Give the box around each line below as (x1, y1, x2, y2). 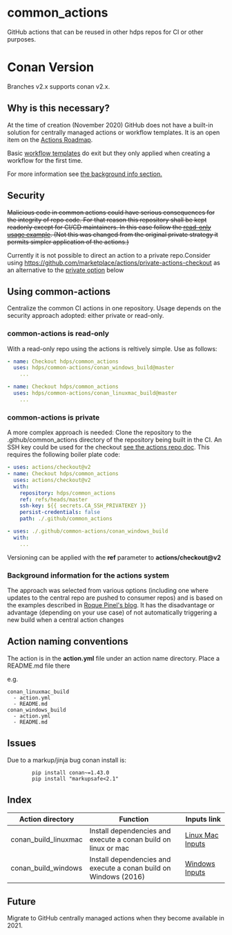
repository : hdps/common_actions (19, 490, 116, 497)
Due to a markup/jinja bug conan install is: (7, 756, 126, 764)
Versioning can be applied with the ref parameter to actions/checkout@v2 (7, 553, 221, 562)
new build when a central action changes (7, 615, 124, 624)
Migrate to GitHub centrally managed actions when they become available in (7, 914, 224, 923)
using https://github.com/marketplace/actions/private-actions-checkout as (7, 258, 221, 267)
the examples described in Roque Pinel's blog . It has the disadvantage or (7, 600, 215, 609)
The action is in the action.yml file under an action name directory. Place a (7, 654, 220, 662)
